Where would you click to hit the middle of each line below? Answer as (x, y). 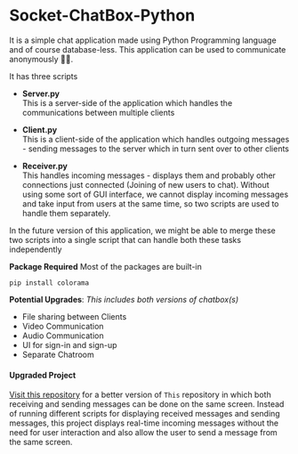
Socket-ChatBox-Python (102, 16)
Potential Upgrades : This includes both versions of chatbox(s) (124, 299)
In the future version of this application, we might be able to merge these (142, 230)
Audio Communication (63, 336)
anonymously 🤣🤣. (41, 59)
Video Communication (63, 326)
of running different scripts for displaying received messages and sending (145, 414)
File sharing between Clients (74, 316)
